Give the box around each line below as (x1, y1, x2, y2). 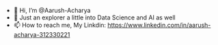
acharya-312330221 (13, 31, 70, 38)
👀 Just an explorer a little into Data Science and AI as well (13, 13, 176, 21)
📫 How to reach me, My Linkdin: (13, 21, 107, 29)
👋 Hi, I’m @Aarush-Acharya (13, 7, 91, 14)
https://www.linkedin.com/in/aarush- (107, 21, 211, 29)
